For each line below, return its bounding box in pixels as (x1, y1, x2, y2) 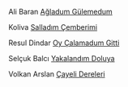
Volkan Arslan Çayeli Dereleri (8, 69, 105, 79)
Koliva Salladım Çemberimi (8, 23, 98, 31)
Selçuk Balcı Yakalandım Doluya (8, 54, 115, 63)
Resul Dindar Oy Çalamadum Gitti (8, 38, 120, 48)
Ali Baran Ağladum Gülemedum (8, 7, 113, 16)
